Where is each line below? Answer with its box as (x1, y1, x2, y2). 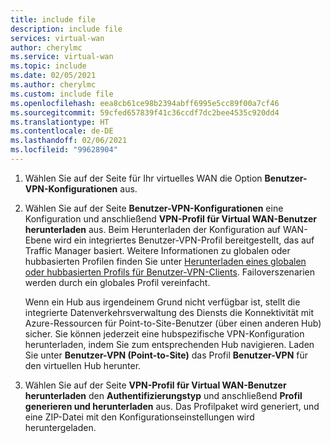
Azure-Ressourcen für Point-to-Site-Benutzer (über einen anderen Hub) (24, 317, 322, 329)
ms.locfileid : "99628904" (10, 145, 118, 155)
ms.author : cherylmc (10, 80, 97, 90)
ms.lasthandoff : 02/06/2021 (10, 136, 128, 146)
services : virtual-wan (10, 33, 105, 43)
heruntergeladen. (24, 421, 97, 433)
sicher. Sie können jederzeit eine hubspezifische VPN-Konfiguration (24, 327, 305, 340)
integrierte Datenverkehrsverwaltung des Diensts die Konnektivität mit (24, 306, 315, 318)
